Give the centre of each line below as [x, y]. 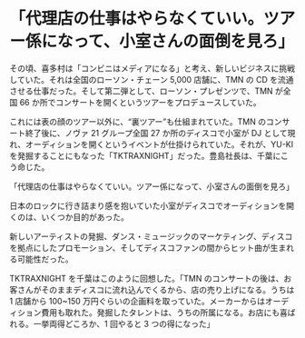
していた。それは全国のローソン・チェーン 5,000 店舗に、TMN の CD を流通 [152, 79]
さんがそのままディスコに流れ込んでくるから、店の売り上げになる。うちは [156, 289]
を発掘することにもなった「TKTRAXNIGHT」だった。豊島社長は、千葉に [145, 155]
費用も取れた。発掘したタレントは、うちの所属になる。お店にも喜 [164, 312]
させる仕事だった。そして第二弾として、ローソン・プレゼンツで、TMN [142, 91]
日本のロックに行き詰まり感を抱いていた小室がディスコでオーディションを [148, 205]
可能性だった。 [45, 259]
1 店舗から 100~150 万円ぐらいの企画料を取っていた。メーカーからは [138, 301]
